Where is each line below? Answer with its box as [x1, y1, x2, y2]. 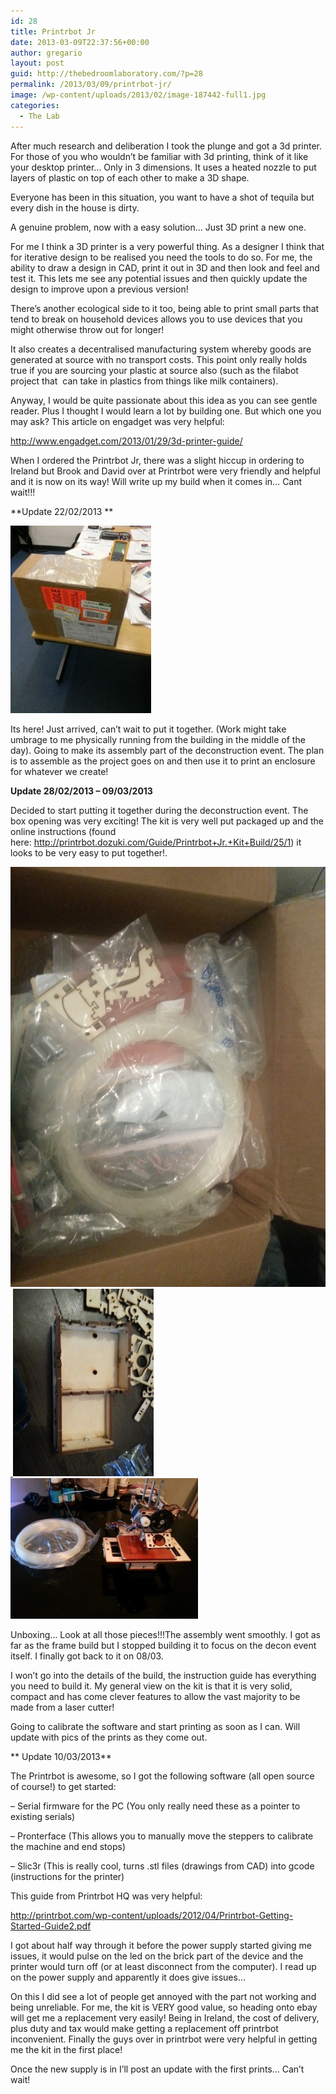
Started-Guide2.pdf [10, 1920, 92, 1932]
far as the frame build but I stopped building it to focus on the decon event [10, 1639, 317, 1651]
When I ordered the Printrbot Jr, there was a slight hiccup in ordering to [10, 454, 305, 466]
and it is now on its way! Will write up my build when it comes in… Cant [10, 475, 303, 487]
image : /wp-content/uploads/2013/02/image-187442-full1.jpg [10, 90, 267, 100]
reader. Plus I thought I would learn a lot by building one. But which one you [10, 405, 322, 417]
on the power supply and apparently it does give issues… [10, 1971, 247, 1983]
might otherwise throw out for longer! [10, 323, 165, 335]
